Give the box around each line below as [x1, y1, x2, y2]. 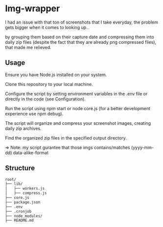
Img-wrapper [5, 3, 60, 14]
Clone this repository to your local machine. [5, 81, 93, 87]
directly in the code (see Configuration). [5, 96, 86, 102]
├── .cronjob [5, 209, 32, 214]
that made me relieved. [5, 44, 51, 50]
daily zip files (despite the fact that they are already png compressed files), [5, 39, 157, 45]
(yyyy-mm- [131, 144, 154, 150]
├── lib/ [5, 181, 23, 187]
